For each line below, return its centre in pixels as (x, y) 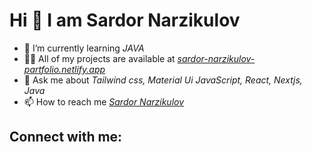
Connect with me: (66, 137)
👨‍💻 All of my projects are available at (99, 58)
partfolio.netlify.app (64, 69)
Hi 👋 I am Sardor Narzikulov (125, 20)
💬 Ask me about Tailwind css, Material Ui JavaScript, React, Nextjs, (163, 80)
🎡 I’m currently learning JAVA (84, 48)
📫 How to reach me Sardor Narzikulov (104, 101)
